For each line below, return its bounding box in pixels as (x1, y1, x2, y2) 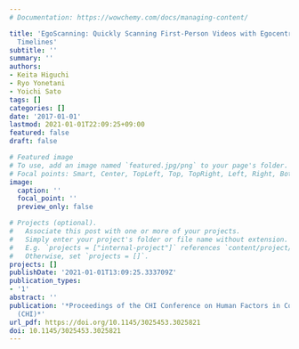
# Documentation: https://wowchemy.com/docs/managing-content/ (9, 12, 249, 22)
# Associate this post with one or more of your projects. (9, 227, 241, 236)
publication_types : (9, 277, 82, 286)
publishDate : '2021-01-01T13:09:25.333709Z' (9, 268, 177, 277)
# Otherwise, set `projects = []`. (9, 251, 149, 261)
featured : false (9, 128, 69, 138)
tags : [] (9, 95, 42, 104)
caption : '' (17, 186, 62, 195)
